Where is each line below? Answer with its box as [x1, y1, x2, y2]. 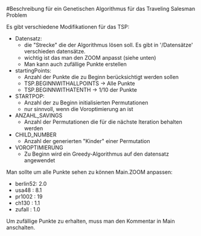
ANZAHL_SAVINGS [14, 112, 63, 119]
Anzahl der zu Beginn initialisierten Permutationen [24, 99, 148, 106]
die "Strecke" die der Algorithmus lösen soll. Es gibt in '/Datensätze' [24, 42, 193, 48]
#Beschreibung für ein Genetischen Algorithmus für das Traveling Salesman [6, 5, 196, 12]
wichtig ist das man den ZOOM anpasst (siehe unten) [24, 54, 156, 61]
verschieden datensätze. [24, 48, 86, 55]
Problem [6, 11, 27, 19]
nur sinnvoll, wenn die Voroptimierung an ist [24, 106, 134, 112]
